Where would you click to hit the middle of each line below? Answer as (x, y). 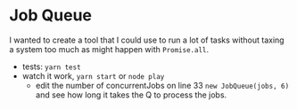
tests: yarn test (52, 66)
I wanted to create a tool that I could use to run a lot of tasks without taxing (147, 40)
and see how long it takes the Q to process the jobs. (131, 95)
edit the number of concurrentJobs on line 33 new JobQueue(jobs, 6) (162, 85)
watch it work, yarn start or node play (93, 75)
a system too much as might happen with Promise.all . (109, 49)
